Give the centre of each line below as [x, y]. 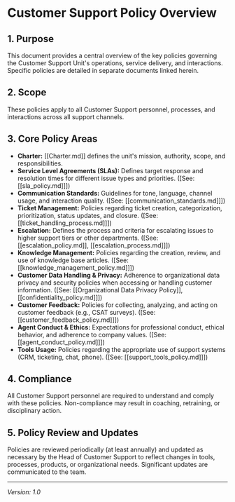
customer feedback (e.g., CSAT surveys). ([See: [86, 312]
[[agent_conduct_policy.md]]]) [61, 342]
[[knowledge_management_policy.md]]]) [76, 267]
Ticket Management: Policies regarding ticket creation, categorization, [120, 208]
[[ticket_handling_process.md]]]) [64, 223]
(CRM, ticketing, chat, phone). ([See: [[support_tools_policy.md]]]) [113, 357]
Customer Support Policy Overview [112, 13]
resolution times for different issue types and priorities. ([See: [106, 178]
